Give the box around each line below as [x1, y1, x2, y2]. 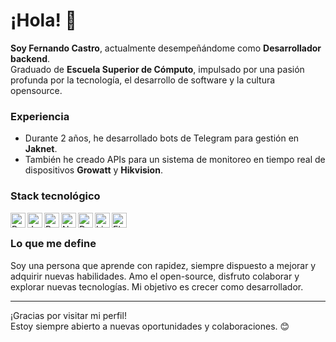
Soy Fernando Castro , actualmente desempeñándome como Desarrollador [10, 42, 322, 54]
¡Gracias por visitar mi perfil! [10, 309, 127, 321]
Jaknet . [24, 143, 58, 155]
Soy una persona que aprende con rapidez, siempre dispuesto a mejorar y [10, 259, 317, 271]
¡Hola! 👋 [10, 9, 77, 32]
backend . [10, 52, 51, 64]
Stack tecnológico [10, 189, 101, 203]
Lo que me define [10, 237, 97, 251]
